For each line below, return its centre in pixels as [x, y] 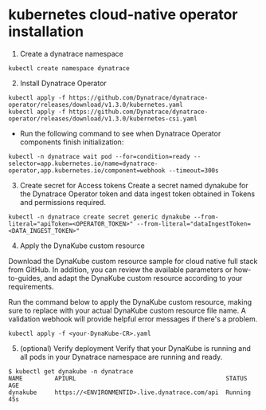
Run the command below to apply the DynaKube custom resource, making [130, 302]
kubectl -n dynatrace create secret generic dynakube [100, 217]
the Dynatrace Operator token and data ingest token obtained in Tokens [137, 194]
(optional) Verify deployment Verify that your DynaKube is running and [135, 348]
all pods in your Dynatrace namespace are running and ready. [121, 357]
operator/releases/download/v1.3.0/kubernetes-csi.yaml [103, 118]
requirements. [31, 286]
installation [46, 32]
